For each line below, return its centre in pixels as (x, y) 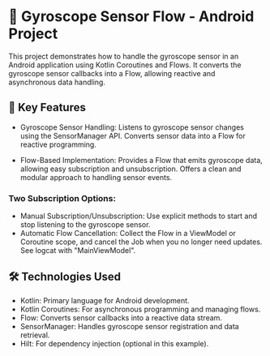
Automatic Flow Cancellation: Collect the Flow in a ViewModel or (128, 234)
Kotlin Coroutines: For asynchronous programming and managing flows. (140, 309)
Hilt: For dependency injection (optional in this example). (114, 343)
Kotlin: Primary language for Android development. (105, 300)
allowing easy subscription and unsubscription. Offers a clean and (131, 169)
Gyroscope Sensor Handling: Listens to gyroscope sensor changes (132, 127)
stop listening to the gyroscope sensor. (85, 225)
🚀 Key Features (47, 107)
